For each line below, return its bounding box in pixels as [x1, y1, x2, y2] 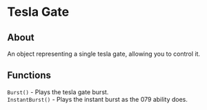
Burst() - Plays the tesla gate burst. [7, 87, 109, 96]
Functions [7, 69, 52, 81]
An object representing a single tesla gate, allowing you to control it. [7, 49, 201, 58]
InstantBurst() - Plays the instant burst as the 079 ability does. [7, 95, 188, 103]
